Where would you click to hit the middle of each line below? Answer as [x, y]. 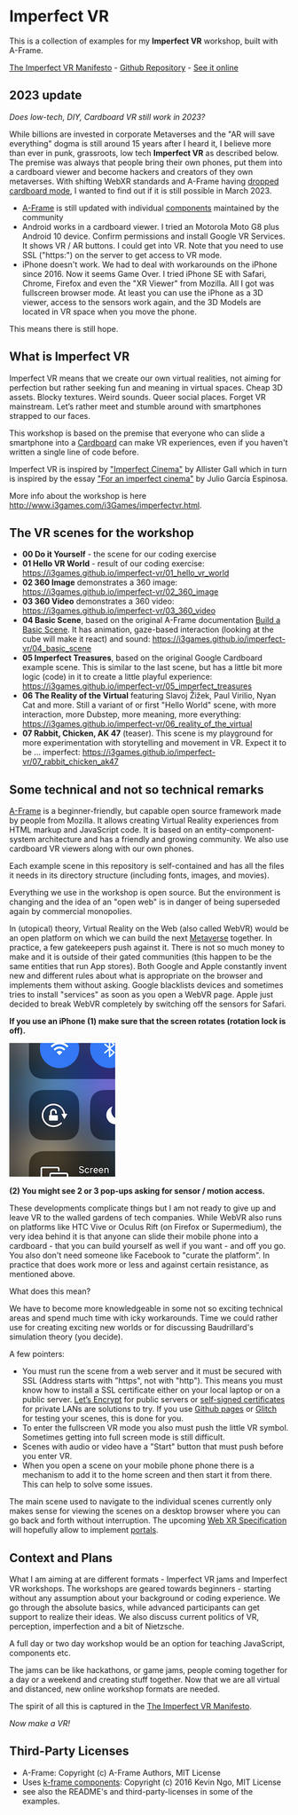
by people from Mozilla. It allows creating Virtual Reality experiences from [144, 821]
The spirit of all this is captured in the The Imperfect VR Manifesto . [131, 1706]
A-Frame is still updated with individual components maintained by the [150, 208]
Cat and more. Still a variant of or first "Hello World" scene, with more [149, 705]
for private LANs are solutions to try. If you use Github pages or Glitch [149, 1409]
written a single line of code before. [74, 452]
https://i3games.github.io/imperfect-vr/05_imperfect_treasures [137, 686]
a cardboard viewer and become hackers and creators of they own [131, 171]
